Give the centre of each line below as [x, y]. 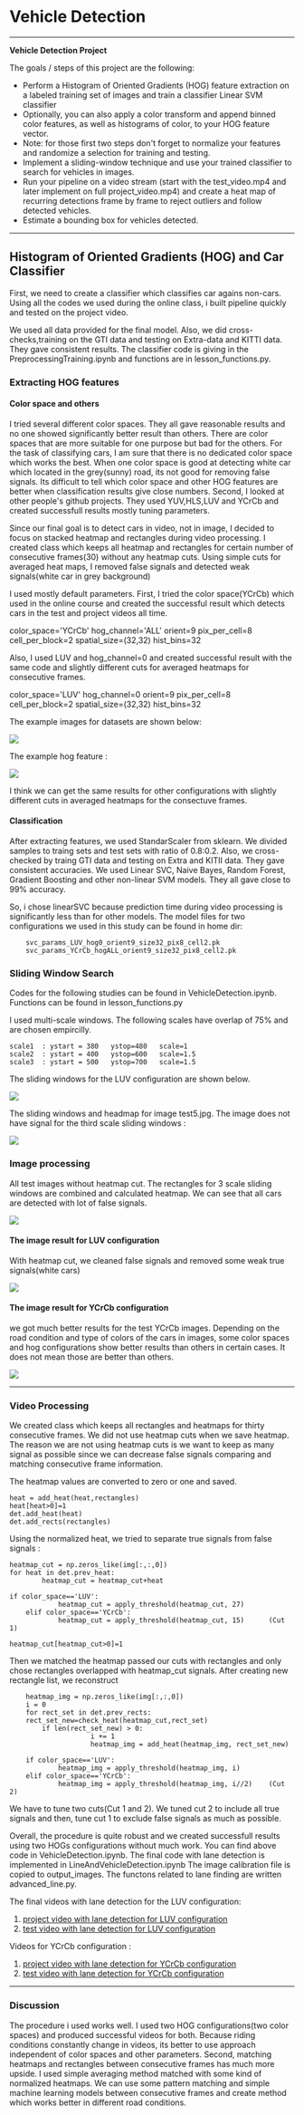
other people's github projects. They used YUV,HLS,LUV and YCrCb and [144, 501]
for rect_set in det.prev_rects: [89, 1713]
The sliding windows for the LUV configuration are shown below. [130, 1079]
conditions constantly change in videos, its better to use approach [133, 2044]
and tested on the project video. [69, 312]
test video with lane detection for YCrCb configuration [123, 1974]
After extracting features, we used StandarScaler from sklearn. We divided [148, 841]
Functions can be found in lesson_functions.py [96, 1003]
